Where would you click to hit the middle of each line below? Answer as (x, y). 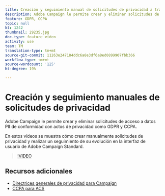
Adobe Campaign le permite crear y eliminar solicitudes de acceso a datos (81, 121)
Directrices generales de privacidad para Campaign (64, 183)
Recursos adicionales (39, 171)
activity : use (20, 42)
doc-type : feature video (30, 37)
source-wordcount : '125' (30, 64)
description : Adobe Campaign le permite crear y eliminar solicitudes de (82, 14)
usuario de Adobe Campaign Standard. (44, 146)
